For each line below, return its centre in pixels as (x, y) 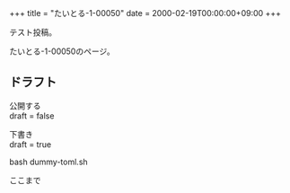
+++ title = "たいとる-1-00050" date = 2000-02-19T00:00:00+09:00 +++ (145, 13)
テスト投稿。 (33, 32)
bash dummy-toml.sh (48, 162)
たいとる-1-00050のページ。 (62, 51)
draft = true (31, 144)
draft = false (32, 116)
